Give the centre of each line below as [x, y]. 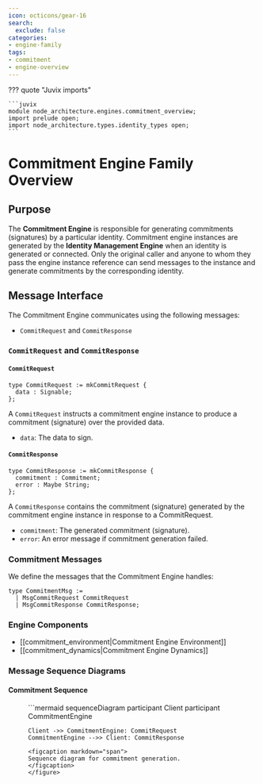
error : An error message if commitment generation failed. [114, 538]
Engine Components [48, 625]
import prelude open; [44, 118]
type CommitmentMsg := [46, 591]
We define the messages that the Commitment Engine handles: [111, 577]
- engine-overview [38, 67]
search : [21, 23]
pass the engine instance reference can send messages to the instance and [132, 262]
